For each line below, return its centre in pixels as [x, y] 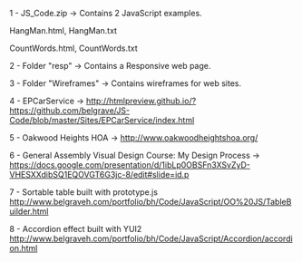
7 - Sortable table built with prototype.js [84, 192]
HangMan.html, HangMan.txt [63, 30]
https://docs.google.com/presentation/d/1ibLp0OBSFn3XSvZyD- [130, 165]
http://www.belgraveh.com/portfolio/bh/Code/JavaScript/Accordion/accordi [151, 238]
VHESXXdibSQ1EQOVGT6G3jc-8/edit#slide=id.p [99, 175]
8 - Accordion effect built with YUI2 [76, 229]
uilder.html [29, 211]
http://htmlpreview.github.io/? [141, 101]
